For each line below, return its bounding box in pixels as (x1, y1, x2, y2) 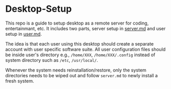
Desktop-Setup (5, 3, 72, 15)
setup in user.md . (5, 31, 42, 37)
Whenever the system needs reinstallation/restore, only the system (5, 67, 147, 73)
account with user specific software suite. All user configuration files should (5, 46, 166, 52)
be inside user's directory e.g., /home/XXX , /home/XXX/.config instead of (5, 52, 156, 58)
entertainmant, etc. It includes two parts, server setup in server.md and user (5, 25, 166, 31)
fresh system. (5, 78, 34, 84)
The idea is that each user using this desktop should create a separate (5, 40, 154, 47)
